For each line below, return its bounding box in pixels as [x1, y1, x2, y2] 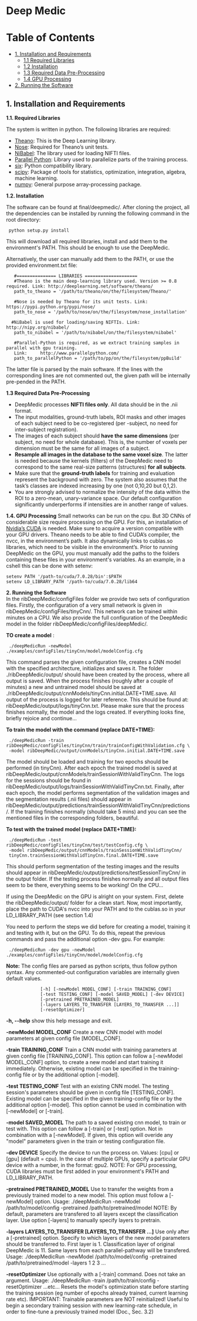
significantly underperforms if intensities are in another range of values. [14, 501, 188, 508]
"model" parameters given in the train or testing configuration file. [6, 1138, 165, 1145]
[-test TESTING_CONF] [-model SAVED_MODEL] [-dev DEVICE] [40, 991, 185, 997]
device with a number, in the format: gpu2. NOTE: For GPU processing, [6, 1161, 177, 1168]
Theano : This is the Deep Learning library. [14, 137, 116, 144]
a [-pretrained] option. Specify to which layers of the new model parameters [6, 1234, 191, 1241]
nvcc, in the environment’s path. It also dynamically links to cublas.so [6, 537, 173, 544]
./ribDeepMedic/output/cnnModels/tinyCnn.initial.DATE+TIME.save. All [6, 690, 176, 697]
